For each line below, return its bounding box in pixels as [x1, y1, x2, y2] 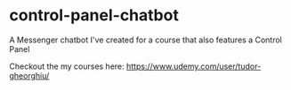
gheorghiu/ [9, 70, 50, 80]
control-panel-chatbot [9, 5, 180, 26]
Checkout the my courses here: [9, 61, 125, 71]
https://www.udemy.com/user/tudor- [125, 61, 262, 71]
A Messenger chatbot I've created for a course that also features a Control [9, 34, 282, 45]
